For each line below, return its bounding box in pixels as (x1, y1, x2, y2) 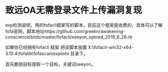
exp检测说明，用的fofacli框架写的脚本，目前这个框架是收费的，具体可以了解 (5, 22, 163, 28)
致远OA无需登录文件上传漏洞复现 (5, 4, 142, 16)
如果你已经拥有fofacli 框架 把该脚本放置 (5, 44, 87, 50)
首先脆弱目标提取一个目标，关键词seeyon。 (5, 61, 96, 67)
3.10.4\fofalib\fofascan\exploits (5, 50, 70, 56)
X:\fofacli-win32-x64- (88, 44, 134, 50)
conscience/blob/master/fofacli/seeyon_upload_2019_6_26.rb (5, 33, 133, 40)
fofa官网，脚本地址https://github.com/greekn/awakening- (5, 28, 125, 34)
